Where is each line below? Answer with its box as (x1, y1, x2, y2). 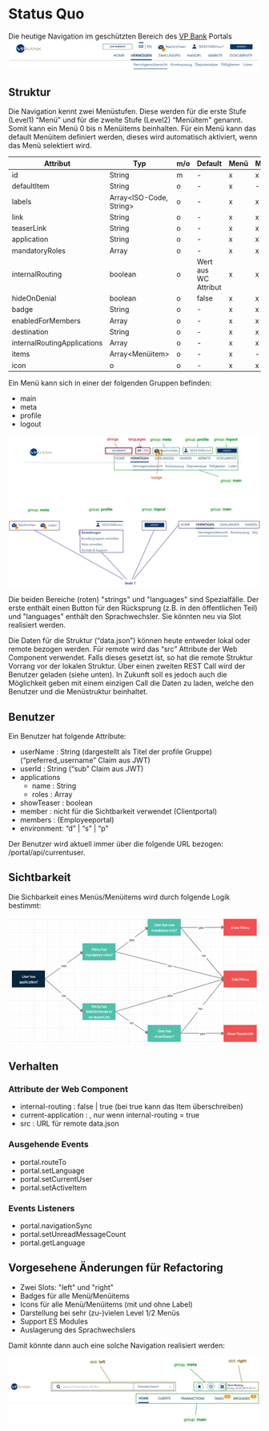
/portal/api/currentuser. (8, 847, 86, 858)
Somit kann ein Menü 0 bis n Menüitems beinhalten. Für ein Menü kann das (8, 123, 257, 133)
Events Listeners (8, 1203, 75, 1214)
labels (11, 197, 32, 207)
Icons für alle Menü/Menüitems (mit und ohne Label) (19, 1300, 194, 1309)
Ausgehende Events (8, 1139, 90, 1150)
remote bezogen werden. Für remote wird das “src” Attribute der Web (8, 645, 238, 654)
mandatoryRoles (11, 245, 66, 255)
